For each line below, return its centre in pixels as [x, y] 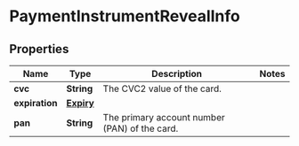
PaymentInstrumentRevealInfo [125, 16]
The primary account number [164, 117]
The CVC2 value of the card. [162, 88]
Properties [39, 49]
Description [177, 74]
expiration [36, 103]
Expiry [81, 103]
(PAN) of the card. [141, 128]
